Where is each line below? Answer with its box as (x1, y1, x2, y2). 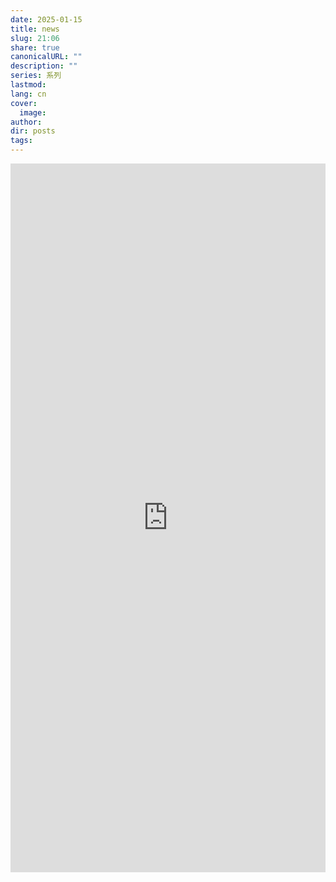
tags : (10, 136, 33, 146)
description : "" (10, 61, 78, 71)
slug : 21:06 (10, 33, 60, 43)
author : (10, 117, 43, 127)
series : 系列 (10, 71, 62, 81)
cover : (10, 98, 38, 108)
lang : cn (10, 89, 47, 99)
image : (19, 107, 47, 118)
